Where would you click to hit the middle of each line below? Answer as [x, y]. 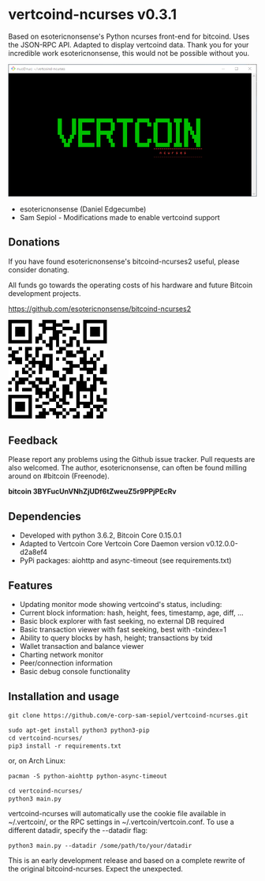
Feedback [33, 441]
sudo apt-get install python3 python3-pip [79, 730]
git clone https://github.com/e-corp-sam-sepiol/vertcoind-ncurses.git [128, 715]
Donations [34, 242]
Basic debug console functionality [75, 672]
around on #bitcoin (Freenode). [59, 476]
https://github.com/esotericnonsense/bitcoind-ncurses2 [100, 309]
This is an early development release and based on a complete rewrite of [127, 860]
